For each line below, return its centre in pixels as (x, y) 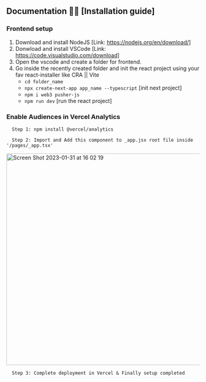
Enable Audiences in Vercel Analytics (63, 117)
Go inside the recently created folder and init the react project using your (107, 68)
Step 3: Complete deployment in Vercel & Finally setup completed (98, 373)
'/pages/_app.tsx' (30, 145)
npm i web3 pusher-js (52, 95)
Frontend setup (30, 29)
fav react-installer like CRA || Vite (57, 75)
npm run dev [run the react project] (68, 101)
